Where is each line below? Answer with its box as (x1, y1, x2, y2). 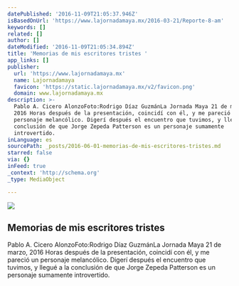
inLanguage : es (7, 136, 53, 143)
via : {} (7, 156, 31, 164)
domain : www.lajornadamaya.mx (14, 90, 103, 97)
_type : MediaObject (7, 176, 65, 183)
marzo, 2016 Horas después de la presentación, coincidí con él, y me (7, 248, 210, 257)
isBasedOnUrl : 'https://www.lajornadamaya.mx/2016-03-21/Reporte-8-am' (7, 17, 224, 24)
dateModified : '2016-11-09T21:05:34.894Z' (7, 43, 135, 51)
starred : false (7, 149, 53, 157)
